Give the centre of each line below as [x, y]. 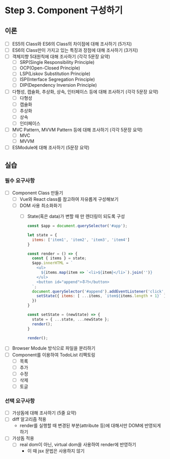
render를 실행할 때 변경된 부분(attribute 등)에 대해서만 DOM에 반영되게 [90, 426]
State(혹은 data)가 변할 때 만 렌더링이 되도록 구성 [76, 216]
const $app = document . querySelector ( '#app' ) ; [77, 226]
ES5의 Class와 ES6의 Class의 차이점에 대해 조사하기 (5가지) [72, 44]
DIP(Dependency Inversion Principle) [58, 85]
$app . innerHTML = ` [52, 263]
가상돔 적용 [23, 438]
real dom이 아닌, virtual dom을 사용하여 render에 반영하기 [78, 445]
